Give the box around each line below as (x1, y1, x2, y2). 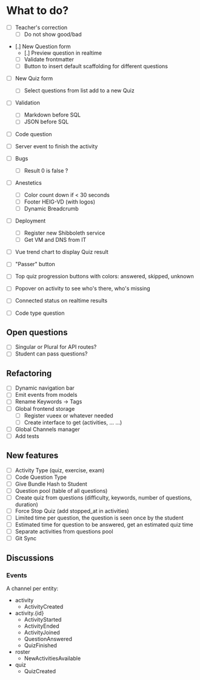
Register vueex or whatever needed (24, 411, 113, 419)
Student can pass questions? (15, 350, 88, 357)
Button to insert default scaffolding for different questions (24, 63, 168, 70)
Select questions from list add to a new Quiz (24, 87, 135, 94)
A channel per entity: (6, 585, 59, 592)
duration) (15, 501, 38, 508)
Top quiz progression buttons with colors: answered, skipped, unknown (15, 273, 194, 280)
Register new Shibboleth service (24, 229, 105, 237)
